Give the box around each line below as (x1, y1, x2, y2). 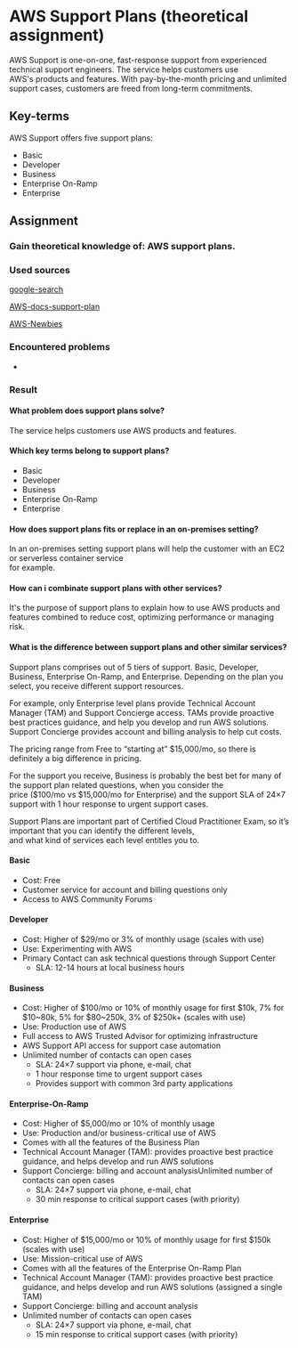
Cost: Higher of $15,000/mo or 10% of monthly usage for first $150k (21, 1234, 271, 1245)
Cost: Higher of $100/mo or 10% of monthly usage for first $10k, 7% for (21, 1003, 285, 1013)
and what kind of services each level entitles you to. (9, 834, 200, 845)
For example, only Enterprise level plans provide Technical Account (9, 697, 256, 709)
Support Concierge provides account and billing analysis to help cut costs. (9, 726, 282, 736)
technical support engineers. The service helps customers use (9, 64, 238, 75)
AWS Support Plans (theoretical (9, 6, 249, 27)
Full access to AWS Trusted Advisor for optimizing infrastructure (21, 1031, 258, 1042)
